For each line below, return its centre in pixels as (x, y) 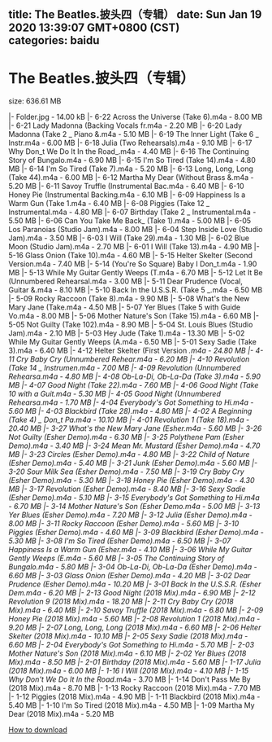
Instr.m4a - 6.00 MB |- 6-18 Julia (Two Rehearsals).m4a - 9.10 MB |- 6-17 (130, 143)
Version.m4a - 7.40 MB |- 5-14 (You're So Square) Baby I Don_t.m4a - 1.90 (133, 264)
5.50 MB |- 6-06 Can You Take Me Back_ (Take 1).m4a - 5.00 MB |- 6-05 (130, 221)
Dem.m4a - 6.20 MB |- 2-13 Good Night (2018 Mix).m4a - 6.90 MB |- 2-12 (132, 593)
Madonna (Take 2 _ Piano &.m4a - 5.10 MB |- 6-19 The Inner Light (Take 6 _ (134, 134)
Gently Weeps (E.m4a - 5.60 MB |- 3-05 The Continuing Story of (117, 558)
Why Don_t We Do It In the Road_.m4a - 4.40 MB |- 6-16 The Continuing (129, 151)
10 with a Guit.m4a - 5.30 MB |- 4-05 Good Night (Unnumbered (115, 394)
